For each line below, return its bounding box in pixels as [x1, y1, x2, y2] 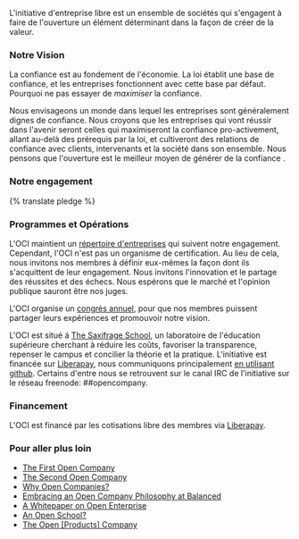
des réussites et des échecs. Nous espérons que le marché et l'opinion [9, 276, 270, 287]
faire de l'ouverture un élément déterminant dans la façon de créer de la [9, 17, 274, 28]
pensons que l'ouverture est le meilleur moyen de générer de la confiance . [9, 153, 286, 164]
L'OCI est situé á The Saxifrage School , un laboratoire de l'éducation [9, 330, 261, 341]
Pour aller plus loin [9, 442, 92, 455]
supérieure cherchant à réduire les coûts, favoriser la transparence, [9, 339, 257, 350]
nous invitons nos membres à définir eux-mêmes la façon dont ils [9, 257, 250, 267]
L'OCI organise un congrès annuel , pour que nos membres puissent [9, 303, 258, 314]
